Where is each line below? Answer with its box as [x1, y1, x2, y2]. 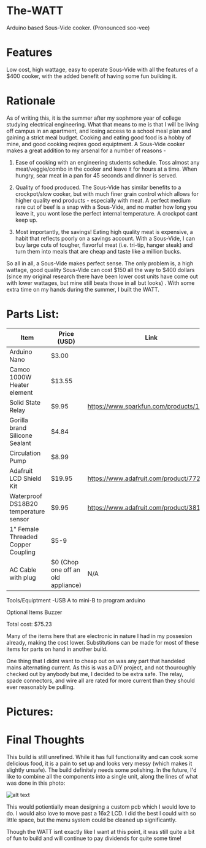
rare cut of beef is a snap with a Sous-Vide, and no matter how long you [15, 203, 197, 211]
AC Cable [9, 566, 37, 574]
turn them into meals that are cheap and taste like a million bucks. [15, 247, 181, 255]
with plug [9, 573, 36, 582]
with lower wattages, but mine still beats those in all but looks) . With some [6, 279, 195, 286]
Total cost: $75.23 [6, 620, 52, 628]
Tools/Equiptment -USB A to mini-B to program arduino [6, 596, 146, 604]
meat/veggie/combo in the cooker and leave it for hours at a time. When [15, 165, 197, 173]
